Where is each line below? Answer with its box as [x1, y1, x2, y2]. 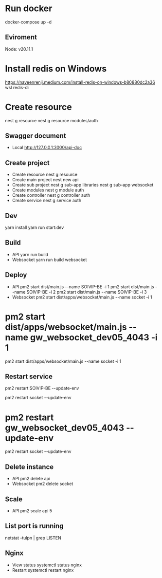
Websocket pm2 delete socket [12, 481, 73, 487]
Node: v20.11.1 [5, 46, 33, 52]
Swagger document [5, 132, 67, 140]
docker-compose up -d [5, 19, 52, 25]
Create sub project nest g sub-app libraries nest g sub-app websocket [12, 182, 154, 188]
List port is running [5, 522, 64, 530]
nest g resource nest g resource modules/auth [5, 117, 98, 123]
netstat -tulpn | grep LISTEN [5, 535, 62, 541]
